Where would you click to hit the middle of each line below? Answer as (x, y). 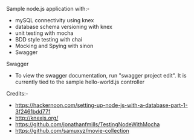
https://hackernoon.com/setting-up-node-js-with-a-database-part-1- (102, 105)
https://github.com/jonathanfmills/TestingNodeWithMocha (87, 124)
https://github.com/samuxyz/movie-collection (72, 131)
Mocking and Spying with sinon (54, 46)
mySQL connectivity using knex (54, 20)
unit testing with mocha (44, 33)
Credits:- (17, 93)
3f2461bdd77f (33, 111)
